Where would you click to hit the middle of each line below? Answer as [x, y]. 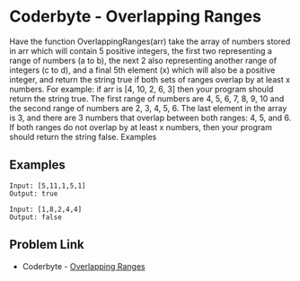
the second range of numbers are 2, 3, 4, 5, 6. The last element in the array [148, 108]
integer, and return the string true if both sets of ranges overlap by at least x [150, 79]
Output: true [34, 193]
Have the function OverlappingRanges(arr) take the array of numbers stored [150, 41]
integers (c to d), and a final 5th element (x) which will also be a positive [142, 70]
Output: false [36, 217]
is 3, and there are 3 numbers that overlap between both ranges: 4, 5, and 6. [150, 118]
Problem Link [47, 245]
